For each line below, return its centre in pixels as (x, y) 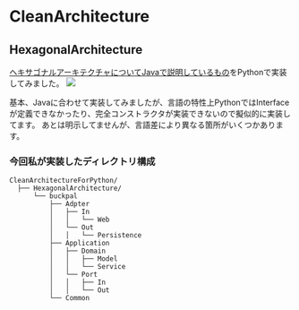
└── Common (69, 298)
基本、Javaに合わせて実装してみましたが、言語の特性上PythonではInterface (149, 102)
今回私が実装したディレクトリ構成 (82, 161)
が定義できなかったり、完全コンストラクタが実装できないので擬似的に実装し (150, 113)
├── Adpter (69, 204)
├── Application (79, 244)
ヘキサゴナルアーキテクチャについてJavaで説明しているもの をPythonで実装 (149, 72)
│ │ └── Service (87, 267)
